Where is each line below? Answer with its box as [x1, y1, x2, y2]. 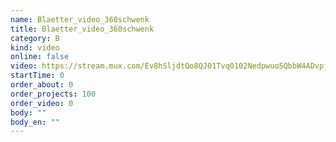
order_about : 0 [10, 80, 74, 90]
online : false [10, 52, 70, 62]
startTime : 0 [10, 71, 65, 81]
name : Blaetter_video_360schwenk [10, 14, 150, 25]
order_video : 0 [10, 98, 74, 108]
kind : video [10, 42, 60, 53]
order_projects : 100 [10, 89, 97, 99]
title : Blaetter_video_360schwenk [10, 24, 155, 34]
